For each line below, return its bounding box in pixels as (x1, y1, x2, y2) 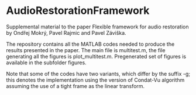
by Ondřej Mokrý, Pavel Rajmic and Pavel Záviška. (6, 29, 127, 36)
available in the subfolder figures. (6, 59, 87, 66)
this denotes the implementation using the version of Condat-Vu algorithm (6, 76, 185, 83)
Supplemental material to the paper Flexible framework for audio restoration (6, 23, 189, 30)
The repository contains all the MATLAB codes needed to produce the (6, 41, 175, 47)
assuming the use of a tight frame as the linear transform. (6, 82, 145, 89)
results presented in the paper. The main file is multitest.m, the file (6, 46, 166, 53)
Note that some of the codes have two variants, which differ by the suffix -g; (6, 70, 190, 77)
